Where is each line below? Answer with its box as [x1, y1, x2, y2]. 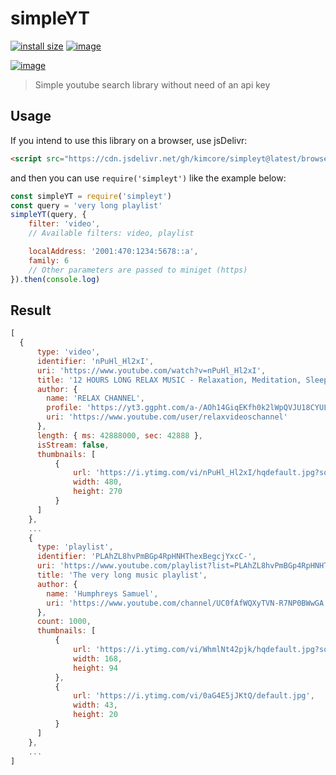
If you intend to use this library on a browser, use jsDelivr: [10, 134, 248, 146]
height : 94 [73, 663, 118, 673]
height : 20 [73, 710, 118, 720]
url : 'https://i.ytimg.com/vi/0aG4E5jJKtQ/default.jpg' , [73, 691, 315, 701]
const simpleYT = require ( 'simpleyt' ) [10, 191, 172, 201]
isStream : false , [36, 440, 110, 450]
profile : [46, 403, 83, 413]
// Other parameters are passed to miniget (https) [28, 265, 248, 275]
